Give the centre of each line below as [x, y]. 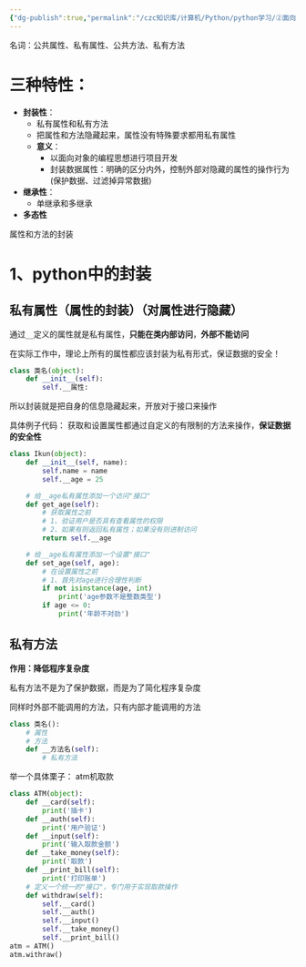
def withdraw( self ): [65, 895]
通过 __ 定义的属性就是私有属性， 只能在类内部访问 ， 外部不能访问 [129, 334]
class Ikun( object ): [49, 454]
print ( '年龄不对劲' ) [93, 614]
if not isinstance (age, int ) [97, 588]
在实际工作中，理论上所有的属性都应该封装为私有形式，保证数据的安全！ [145, 353]
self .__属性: [66, 388]
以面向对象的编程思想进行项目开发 [114, 158]
